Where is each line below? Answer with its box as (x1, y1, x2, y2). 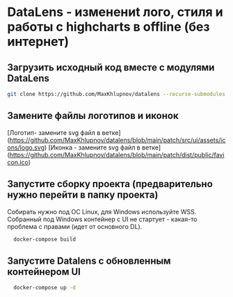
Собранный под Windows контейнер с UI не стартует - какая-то (7, 215, 198, 223)
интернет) (7, 34, 70, 49)
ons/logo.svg (7, 143, 45, 152)
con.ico (7, 158, 29, 166)
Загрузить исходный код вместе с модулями (7, 61, 215, 73)
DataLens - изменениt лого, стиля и (7, 4, 224, 20)
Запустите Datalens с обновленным (7, 255, 172, 266)
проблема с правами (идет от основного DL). (7, 222, 143, 230)
